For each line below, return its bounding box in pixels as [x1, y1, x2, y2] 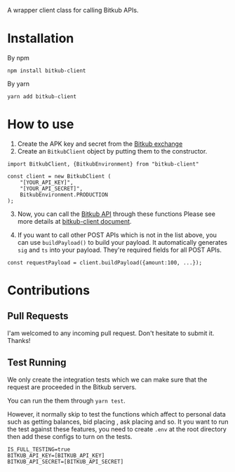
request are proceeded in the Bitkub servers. [7, 382, 137, 391]
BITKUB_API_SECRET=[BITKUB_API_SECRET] [7, 458, 124, 465]
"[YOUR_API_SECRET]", [20, 185, 83, 192]
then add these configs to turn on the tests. [7, 432, 133, 440]
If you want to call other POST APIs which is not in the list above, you [17, 231, 217, 239]
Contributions [7, 283, 90, 299]
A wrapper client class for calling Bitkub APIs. [7, 6, 139, 14]
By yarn [7, 79, 30, 88]
